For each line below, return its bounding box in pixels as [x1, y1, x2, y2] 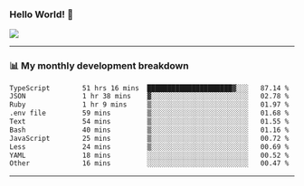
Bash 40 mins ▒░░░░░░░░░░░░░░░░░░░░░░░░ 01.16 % [9, 126, 290, 135]
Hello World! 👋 [9, 8, 74, 21]
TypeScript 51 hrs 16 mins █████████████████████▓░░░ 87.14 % [9, 83, 290, 93]
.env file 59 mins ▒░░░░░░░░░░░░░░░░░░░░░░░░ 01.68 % [9, 108, 290, 118]
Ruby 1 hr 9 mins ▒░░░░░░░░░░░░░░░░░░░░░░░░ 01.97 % [9, 100, 290, 109]
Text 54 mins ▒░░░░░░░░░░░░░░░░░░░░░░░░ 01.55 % [9, 117, 290, 126]
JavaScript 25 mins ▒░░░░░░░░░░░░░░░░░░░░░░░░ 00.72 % [9, 134, 290, 143]
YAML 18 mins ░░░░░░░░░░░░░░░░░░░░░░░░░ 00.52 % [9, 151, 290, 160]
